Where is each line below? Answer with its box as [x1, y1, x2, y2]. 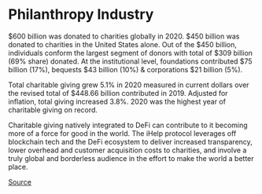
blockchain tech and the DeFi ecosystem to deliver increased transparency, [8, 137, 253, 146]
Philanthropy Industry [8, 5, 154, 24]
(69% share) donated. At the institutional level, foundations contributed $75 [8, 57, 253, 66]
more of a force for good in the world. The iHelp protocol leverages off [8, 128, 237, 138]
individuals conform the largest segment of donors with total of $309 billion [8, 48, 253, 57]
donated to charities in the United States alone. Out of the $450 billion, [8, 39, 238, 49]
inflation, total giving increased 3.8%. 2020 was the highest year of [8, 97, 227, 106]
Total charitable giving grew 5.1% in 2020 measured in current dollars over [8, 80, 249, 90]
